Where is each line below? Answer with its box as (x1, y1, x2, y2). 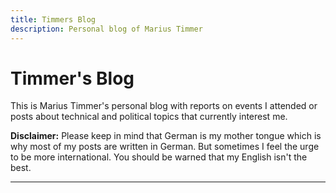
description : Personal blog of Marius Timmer (10, 24, 203, 34)
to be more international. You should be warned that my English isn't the (10, 151, 308, 163)
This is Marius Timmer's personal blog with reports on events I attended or (10, 100, 318, 112)
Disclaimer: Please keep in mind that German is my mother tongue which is (10, 130, 322, 142)
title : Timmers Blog (10, 14, 97, 25)
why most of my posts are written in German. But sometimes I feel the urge (10, 141, 320, 153)
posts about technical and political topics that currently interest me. (10, 111, 288, 123)
